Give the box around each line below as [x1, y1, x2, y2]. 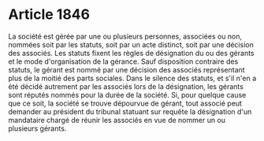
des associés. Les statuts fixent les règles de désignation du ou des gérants [8, 48, 255, 58]
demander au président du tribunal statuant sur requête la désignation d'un [8, 106, 252, 116]
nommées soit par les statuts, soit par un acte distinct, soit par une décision [8, 39, 254, 49]
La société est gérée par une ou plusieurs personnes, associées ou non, [8, 32, 243, 41]
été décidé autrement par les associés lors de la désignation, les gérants [8, 81, 244, 91]
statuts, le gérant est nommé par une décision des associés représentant [8, 65, 246, 74]
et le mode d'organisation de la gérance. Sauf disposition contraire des [8, 57, 239, 66]
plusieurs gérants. [8, 124, 67, 133]
